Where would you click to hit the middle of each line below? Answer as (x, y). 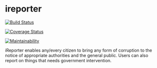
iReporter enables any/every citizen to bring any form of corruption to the (79, 50)
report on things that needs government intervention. (58, 60)
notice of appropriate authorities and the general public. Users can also (77, 55)
